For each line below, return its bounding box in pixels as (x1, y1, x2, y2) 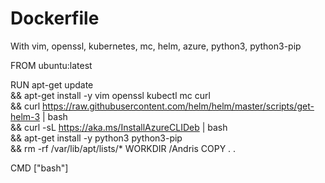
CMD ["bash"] (10, 162, 69, 174)
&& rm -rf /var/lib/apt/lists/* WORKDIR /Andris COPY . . (10, 142, 237, 154)
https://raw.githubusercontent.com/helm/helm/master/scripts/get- (42, 100, 315, 112)
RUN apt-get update (10, 78, 94, 91)
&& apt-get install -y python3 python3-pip (10, 132, 183, 144)
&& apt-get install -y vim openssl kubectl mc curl (10, 89, 211, 101)
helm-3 (10, 110, 41, 122)
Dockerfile (10, 7, 100, 30)
